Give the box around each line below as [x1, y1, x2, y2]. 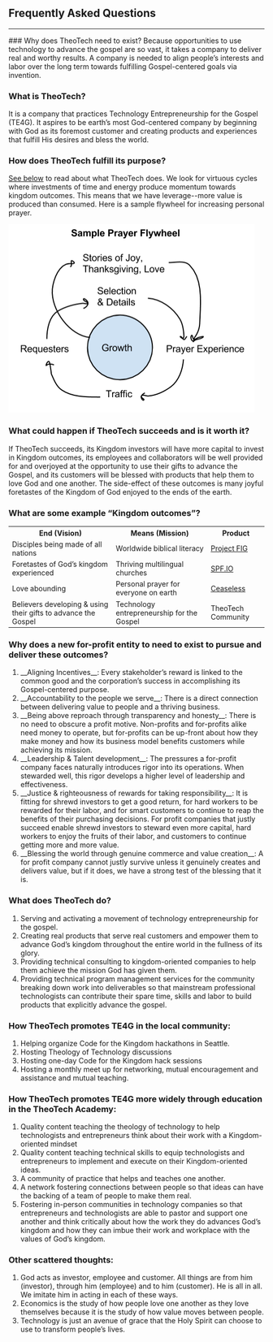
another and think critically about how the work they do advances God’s [19, 1217, 262, 1227]
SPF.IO [210, 564, 234, 574]
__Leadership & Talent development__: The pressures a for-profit [19, 754, 237, 764]
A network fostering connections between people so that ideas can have [19, 1182, 264, 1193]
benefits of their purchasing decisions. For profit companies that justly [19, 814, 256, 824]
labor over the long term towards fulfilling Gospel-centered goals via [8, 61, 237, 71]
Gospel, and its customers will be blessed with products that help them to [8, 470, 254, 479]
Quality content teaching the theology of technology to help [19, 1122, 221, 1132]
